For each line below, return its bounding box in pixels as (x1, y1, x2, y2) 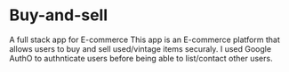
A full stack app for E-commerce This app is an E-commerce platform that (9, 34, 280, 45)
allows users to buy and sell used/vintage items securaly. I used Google (9, 43, 272, 54)
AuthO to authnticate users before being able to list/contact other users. (9, 53, 273, 63)
